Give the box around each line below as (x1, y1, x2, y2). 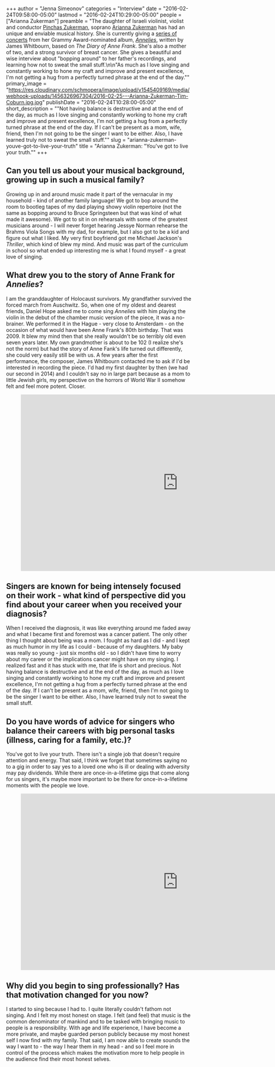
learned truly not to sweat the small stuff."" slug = (6, 137, 126, 143)
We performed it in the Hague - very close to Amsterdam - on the (25, 320, 184, 327)
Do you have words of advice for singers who (6, 716, 175, 726)
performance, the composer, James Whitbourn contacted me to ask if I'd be (6, 357, 190, 364)
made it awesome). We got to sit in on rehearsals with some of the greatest (6, 215, 188, 222)
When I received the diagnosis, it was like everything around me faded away (6, 624, 191, 631)
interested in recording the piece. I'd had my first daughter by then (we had (6, 364, 188, 371)
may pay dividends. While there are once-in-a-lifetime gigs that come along (6, 769, 190, 776)
